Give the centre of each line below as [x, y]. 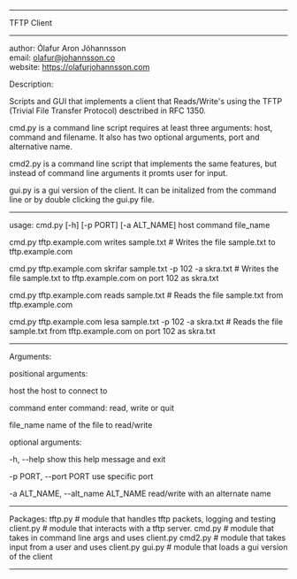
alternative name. [41, 146]
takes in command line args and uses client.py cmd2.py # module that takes [148, 537]
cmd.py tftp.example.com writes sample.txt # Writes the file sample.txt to [142, 242]
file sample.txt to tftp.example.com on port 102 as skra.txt [114, 278]
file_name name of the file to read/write [81, 425]
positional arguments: [49, 373]
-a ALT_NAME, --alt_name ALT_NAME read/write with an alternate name [140, 493]
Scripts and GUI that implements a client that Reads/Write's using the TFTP [146, 101]
